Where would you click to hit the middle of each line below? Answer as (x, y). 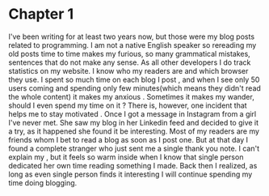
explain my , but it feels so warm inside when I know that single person (126, 157)
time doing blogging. (43, 182)
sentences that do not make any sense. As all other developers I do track (130, 62)
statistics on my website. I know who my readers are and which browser (128, 70)
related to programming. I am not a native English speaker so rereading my (132, 45)
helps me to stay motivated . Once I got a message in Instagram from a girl (132, 113)
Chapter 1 (41, 14)
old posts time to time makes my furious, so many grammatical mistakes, (129, 53)
